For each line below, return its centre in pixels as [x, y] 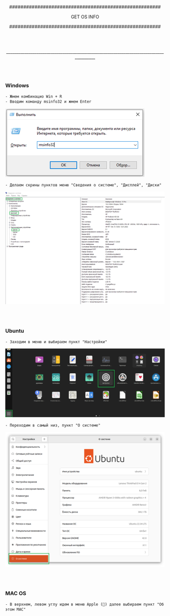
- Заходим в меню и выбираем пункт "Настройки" [56, 342]
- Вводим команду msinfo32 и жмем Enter [49, 102]
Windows [17, 85]
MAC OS [16, 593]
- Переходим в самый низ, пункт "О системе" [53, 425]
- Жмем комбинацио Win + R [34, 97]
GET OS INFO [85, 17]
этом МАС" [16, 610]
